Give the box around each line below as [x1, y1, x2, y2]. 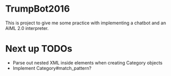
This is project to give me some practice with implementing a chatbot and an [5, 20, 166, 26]
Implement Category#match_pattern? [12, 65, 92, 71]
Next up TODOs [5, 43, 72, 55]
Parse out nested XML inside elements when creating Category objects [12, 59, 163, 66]
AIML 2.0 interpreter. [5, 25, 49, 31]
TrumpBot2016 [5, 3, 70, 15]
